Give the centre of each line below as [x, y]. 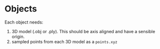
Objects [21, 9]
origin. [18, 37]
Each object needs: [24, 22]
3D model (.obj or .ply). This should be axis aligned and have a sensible [83, 31]
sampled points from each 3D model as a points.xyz [64, 41]
